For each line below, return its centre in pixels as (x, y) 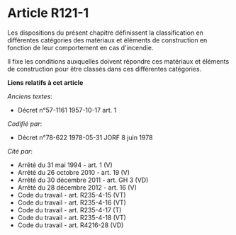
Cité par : (20, 151)
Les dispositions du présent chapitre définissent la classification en (106, 33)
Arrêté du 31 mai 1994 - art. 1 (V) (65, 165)
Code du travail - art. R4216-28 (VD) (71, 225)
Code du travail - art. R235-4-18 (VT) (72, 217)
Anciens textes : (30, 96)
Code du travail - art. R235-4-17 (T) (69, 210)
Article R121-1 (48, 13)
